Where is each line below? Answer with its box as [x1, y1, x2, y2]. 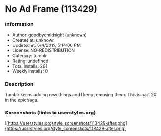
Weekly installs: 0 [12, 68, 48, 74]
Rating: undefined [12, 58, 49, 64]
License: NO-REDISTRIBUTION [12, 47, 75, 53]
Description [5, 81, 34, 88]
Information [5, 21, 34, 28]
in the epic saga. [5, 97, 39, 103]
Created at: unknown [12, 37, 55, 43]
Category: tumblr [12, 53, 47, 59]
